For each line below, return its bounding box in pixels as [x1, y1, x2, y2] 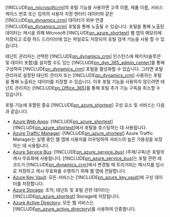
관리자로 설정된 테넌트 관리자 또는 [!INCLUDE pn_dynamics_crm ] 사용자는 [5, 73, 153, 78]
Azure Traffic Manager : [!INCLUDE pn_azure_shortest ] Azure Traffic [12, 130, 153, 136]
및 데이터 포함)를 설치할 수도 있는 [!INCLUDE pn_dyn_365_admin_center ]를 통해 [5, 60, 165, 65]
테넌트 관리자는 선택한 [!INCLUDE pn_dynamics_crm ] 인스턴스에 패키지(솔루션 [5, 53, 161, 59]
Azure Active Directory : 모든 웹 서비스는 [12, 200, 94, 205]
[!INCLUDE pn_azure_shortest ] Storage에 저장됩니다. [12, 193, 120, 199]
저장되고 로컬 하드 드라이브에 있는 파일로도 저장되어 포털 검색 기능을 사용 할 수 [5, 36, 160, 42]
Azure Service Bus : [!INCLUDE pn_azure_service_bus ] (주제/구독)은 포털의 [12, 149, 165, 155]
